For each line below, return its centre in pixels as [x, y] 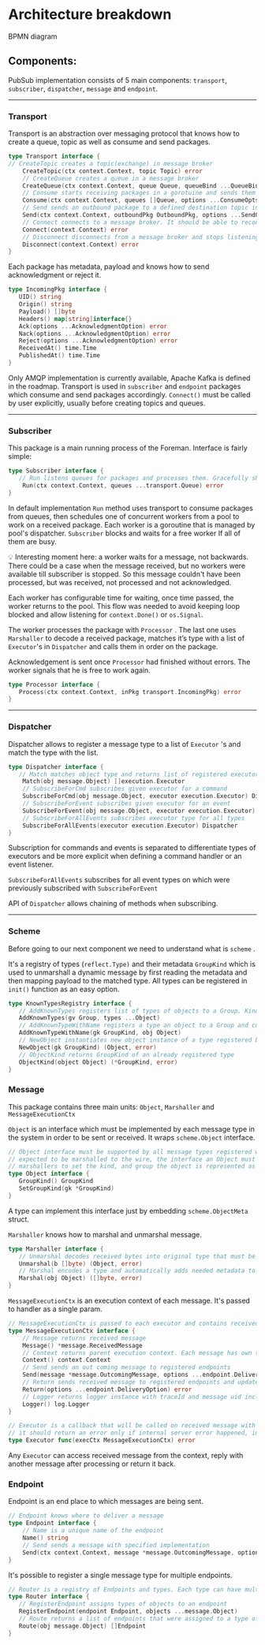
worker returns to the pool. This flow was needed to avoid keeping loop [124, 606]
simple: [20, 457]
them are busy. [32, 541]
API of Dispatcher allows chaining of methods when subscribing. [113, 904]
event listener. [31, 864]
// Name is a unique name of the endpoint [93, 1531]
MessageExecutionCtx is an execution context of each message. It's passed [129, 1301]
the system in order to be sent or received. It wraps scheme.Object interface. [132, 1137]
